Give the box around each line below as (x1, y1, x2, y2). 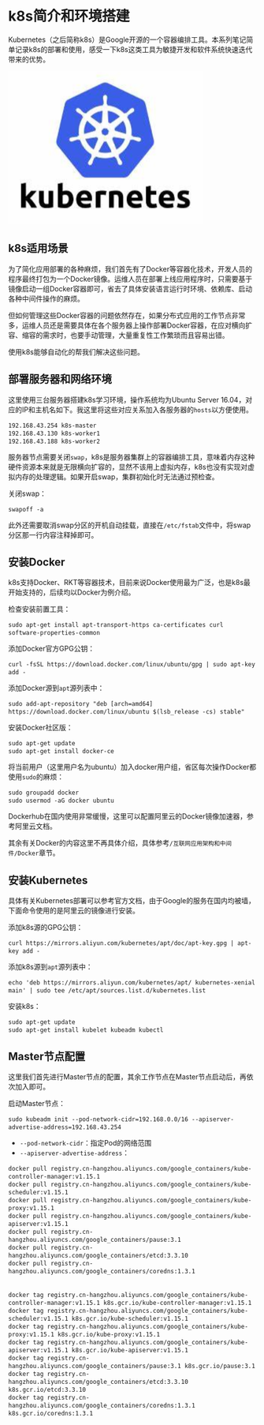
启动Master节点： (8, 1099, 65, 1108)
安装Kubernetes (8, 873, 88, 887)
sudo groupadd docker (8, 789, 80, 797)
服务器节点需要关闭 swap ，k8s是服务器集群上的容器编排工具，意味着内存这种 (8, 452, 255, 462)
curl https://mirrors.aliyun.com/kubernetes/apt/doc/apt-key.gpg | (8, 939, 235, 947)
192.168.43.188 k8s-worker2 (8, 437, 101, 445)
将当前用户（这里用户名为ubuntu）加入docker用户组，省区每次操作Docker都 (8, 763, 257, 772)
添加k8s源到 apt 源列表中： (8, 962, 93, 972)
